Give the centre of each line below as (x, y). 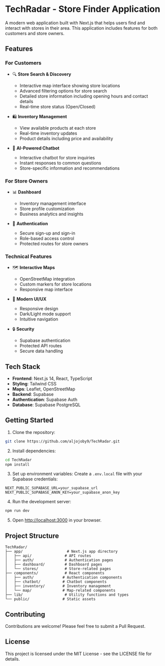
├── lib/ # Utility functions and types (67, 595)
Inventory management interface (53, 203)
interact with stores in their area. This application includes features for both (81, 28)
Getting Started (29, 420)
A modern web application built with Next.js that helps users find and (75, 23)
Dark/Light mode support (45, 314)
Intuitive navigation (39, 319)
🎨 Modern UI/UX (29, 299)
